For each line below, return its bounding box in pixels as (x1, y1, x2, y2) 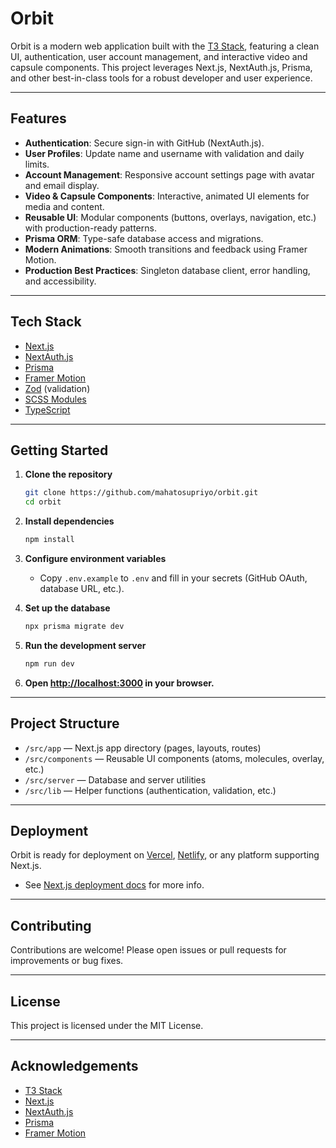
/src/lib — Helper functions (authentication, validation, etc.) (24, 784, 277, 796)
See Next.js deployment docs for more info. (24, 879, 205, 891)
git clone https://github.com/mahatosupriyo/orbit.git (24, 488, 259, 498)
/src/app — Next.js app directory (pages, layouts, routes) (24, 742, 262, 754)
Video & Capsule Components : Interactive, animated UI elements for (24, 190, 310, 202)
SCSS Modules (24, 393, 87, 405)
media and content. (24, 200, 105, 212)
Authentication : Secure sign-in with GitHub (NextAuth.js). (24, 137, 265, 149)
